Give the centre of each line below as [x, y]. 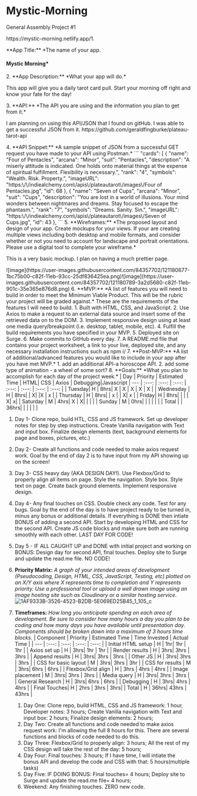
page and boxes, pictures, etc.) [52, 438]
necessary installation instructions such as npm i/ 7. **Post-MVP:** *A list [97, 351]
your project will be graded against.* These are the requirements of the [92, 301]
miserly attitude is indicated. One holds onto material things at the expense [97, 166]
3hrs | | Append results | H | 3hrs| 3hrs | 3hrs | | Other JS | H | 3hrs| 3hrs [103, 656]
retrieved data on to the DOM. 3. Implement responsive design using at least [98, 320]
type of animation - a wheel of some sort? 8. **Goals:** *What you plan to [97, 370]
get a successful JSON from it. [43, 130]
